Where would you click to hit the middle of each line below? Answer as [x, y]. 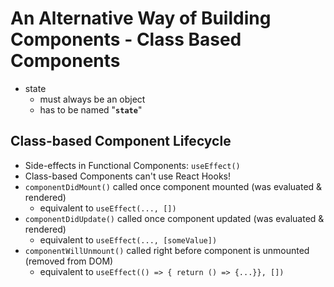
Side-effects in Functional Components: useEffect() [132, 165]
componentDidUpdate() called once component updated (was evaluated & [174, 218]
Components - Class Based [126, 39]
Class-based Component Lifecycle [121, 141]
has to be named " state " [91, 109]
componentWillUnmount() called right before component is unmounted [167, 250]
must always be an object [92, 99]
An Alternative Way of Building [141, 18]
